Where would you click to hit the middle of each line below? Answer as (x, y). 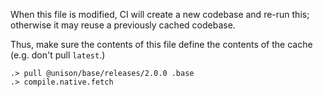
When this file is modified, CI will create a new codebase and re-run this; (160, 14)
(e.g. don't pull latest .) (58, 55)
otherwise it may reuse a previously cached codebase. (123, 25)
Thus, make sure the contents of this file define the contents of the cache (161, 44)
